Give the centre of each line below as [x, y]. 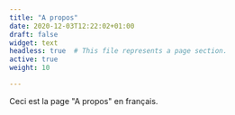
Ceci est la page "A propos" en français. [84, 101]
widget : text [34, 43]
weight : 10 [30, 68]
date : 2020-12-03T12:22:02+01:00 [72, 26]
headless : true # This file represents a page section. [118, 51]
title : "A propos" [44, 18]
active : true [34, 59]
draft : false [34, 34]
